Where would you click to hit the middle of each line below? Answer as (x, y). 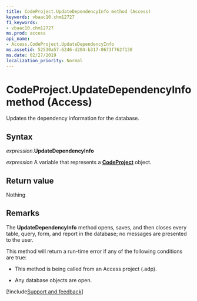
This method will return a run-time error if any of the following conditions (94, 251)
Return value (30, 180)
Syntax (19, 136)
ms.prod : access (26, 33)
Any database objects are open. (53, 280)
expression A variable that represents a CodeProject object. (79, 163)
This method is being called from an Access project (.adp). (86, 269)
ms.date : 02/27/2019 (31, 55)
